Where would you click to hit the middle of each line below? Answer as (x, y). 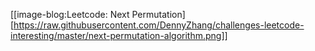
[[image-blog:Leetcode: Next (70, 14)
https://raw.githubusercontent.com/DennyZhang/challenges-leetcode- (159, 25)
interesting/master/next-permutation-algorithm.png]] (119, 35)
